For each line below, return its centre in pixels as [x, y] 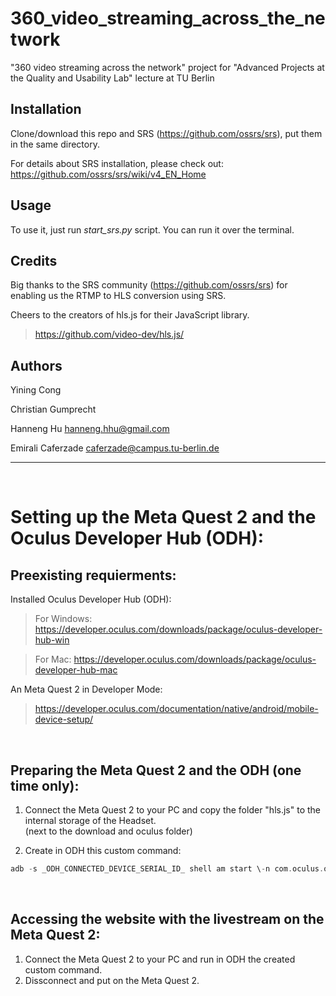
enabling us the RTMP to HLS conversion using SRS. [118, 296]
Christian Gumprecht [53, 409]
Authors [36, 365]
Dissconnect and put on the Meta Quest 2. [112, 980]
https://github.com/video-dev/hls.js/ [109, 334]
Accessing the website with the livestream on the [167, 919]
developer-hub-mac [76, 670]
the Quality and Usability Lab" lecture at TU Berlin [112, 78]
